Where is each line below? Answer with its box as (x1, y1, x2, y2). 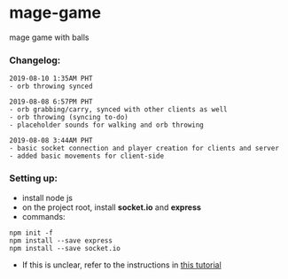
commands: (21, 211, 66, 221)
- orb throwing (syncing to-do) (9, 113, 128, 122)
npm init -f (9, 229, 53, 237)
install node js (21, 192, 74, 203)
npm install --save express (9, 236, 113, 245)
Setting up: (9, 172, 58, 184)
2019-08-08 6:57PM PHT (9, 97, 93, 106)
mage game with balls (9, 32, 90, 43)
